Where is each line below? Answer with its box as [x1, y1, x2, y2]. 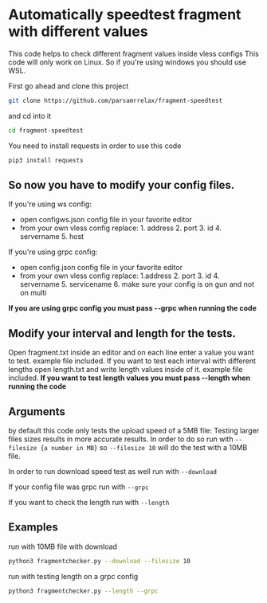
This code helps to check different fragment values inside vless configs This [8, 49, 259, 58]
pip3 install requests [8, 156, 84, 164]
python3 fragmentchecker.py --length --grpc [8, 587, 159, 595]
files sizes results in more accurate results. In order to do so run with [8, 434, 234, 444]
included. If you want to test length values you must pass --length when [8, 373, 251, 383]
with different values [8, 22, 149, 41]
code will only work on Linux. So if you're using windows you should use [8, 57, 247, 67]
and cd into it [8, 111, 52, 120]
